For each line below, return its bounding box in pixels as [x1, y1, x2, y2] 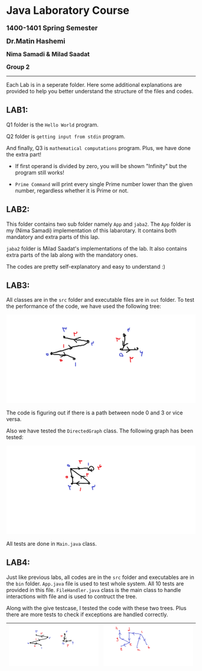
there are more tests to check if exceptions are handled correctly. [6, 611, 168, 618]
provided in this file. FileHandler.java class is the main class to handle [6, 586, 182, 593]
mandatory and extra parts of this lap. [6, 233, 100, 240]
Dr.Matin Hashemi [6, 37, 66, 45]
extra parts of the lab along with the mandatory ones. [6, 251, 138, 258]
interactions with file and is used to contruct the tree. [6, 593, 137, 600]
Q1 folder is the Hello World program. [6, 121, 99, 128]
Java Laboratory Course [6, 4, 130, 17]
